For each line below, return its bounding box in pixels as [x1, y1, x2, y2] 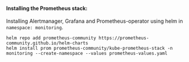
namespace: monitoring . [6, 24, 64, 31]
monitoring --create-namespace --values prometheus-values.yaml [6, 50, 168, 57]
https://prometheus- [98, 35, 149, 41]
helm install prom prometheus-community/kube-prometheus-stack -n [6, 46, 173, 51]
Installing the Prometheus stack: [6, 5, 88, 12]
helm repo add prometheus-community [6, 35, 96, 41]
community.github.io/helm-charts [6, 40, 89, 46]
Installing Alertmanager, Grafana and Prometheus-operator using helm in [6, 18, 183, 25]
